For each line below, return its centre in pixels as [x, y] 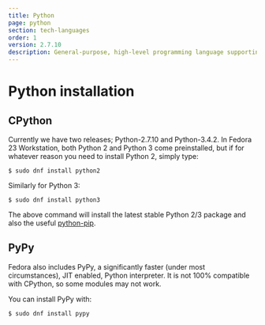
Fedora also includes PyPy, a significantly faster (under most [107, 266]
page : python [30, 23]
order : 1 [22, 38]
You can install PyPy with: [50, 299]
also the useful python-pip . [52, 223]
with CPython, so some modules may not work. [85, 283]
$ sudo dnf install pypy [49, 313]
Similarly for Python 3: [44, 185]
